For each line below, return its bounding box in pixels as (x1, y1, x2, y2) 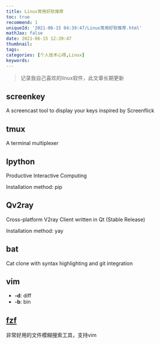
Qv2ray (6, 200, 34, 211)
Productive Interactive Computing (6, 172, 87, 179)
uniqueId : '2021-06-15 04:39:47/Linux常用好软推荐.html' (6, 25, 142, 31)
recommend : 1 (6, 19, 38, 25)
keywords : (6, 57, 30, 63)
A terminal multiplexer (6, 140, 59, 147)
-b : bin (14, 298, 31, 305)
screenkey (6, 91, 46, 101)
